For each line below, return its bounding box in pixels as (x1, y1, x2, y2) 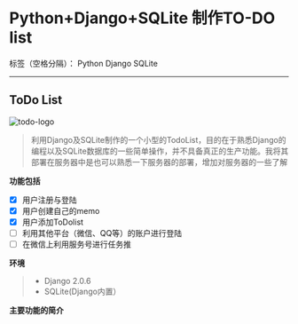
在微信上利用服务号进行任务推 (21, 239, 131, 249)
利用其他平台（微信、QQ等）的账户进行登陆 (21, 227, 183, 238)
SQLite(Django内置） (43, 286, 122, 297)
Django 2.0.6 (43, 276, 91, 287)
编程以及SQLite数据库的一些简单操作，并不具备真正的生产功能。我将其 (30, 146, 289, 156)
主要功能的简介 (9, 305, 64, 316)
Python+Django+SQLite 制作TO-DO (9, 8, 276, 28)
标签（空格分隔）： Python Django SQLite (9, 58, 158, 68)
